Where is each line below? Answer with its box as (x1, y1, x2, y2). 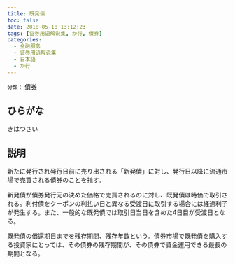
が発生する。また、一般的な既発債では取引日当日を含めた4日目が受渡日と (7, 208, 220, 217)
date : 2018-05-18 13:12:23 (7, 23, 86, 30)
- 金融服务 (13, 43, 41, 50)
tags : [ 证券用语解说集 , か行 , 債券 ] (7, 29, 103, 37)
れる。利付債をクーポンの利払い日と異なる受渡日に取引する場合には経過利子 (7, 200, 228, 208)
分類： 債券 (7, 82, 37, 91)
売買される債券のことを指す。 (19, 176, 105, 184)
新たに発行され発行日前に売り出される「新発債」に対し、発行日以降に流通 (7, 167, 222, 176)
